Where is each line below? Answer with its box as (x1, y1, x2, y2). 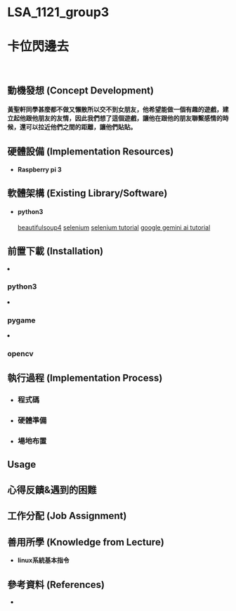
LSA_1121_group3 (7, 4, 110, 20)
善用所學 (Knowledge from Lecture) (7, 536, 165, 548)
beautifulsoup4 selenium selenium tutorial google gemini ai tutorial (17, 223, 211, 232)
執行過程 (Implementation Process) (7, 372, 163, 384)
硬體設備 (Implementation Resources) (7, 145, 174, 157)
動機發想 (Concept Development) (7, 84, 155, 96)
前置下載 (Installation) (7, 245, 104, 257)
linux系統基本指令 (17, 556, 70, 565)
